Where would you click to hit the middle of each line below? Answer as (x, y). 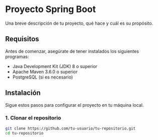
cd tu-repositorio (24, 133)
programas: (17, 56)
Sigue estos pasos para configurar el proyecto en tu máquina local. (74, 105)
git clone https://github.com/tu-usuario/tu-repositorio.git (70, 128)
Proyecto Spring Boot (51, 9)
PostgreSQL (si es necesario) (43, 77)
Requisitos (22, 39)
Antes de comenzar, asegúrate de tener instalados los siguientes (72, 51)
